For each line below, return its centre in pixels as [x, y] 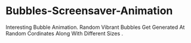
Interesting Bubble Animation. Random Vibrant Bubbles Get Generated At [95, 27]
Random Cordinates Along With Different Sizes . [64, 33]
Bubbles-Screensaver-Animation [89, 11]
